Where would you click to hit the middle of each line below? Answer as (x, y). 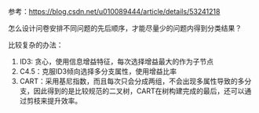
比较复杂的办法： (36, 45)
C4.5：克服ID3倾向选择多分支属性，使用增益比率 (98, 71)
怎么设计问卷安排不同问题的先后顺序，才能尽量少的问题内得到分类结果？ (125, 28)
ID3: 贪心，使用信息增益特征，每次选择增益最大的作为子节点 (117, 62)
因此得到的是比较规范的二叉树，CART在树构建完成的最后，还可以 (139, 91)
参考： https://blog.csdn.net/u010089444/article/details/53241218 (114, 11)
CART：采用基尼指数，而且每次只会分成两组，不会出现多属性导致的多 (132, 81)
